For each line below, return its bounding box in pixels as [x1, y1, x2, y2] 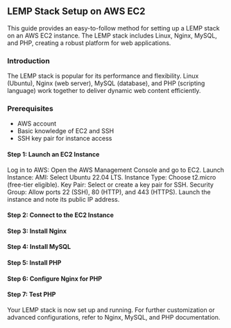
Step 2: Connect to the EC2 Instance [7, 211, 114, 219]
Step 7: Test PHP [7, 291, 56, 299]
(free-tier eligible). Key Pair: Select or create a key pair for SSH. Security [7, 180, 214, 189]
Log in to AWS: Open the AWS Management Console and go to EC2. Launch [7, 166, 224, 174]
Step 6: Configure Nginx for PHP [7, 274, 103, 283]
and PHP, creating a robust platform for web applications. [7, 38, 171, 47]
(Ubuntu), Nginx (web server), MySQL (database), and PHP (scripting [7, 79, 205, 87]
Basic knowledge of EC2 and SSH [17, 127, 114, 135]
